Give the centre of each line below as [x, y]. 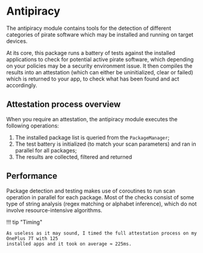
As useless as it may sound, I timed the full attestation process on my [102, 233]
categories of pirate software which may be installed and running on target [100, 34]
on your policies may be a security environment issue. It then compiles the [99, 66]
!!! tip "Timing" [24, 222]
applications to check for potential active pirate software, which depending [100, 59]
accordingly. [22, 85]
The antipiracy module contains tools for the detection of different [89, 28]
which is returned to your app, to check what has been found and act [93, 79]
